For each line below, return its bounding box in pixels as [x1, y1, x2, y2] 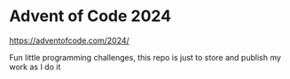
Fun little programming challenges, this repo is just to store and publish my [9, 52, 282, 62]
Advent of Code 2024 [9, 6, 171, 26]
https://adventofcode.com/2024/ [9, 35, 130, 46]
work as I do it [9, 61, 61, 72]
